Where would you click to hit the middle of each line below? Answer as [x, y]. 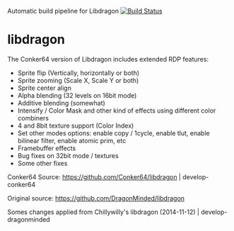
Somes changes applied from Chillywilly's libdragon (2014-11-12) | [104, 212]
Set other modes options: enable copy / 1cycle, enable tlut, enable [113, 133]
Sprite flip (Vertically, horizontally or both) [78, 73]
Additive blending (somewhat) [62, 103]
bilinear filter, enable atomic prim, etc [72, 140]
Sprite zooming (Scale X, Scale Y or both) [78, 80]
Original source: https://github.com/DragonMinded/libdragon [96, 198]
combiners [33, 118]
